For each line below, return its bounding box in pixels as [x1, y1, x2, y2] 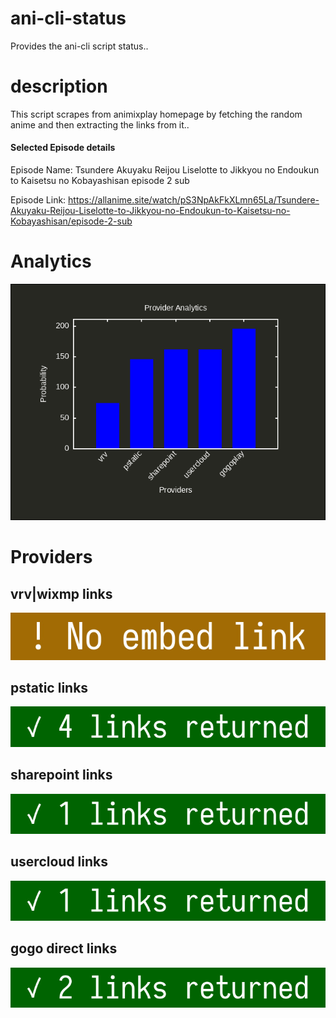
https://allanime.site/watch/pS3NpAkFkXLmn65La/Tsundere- [68, 194, 320, 206]
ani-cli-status [10, 7, 127, 30]
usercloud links [10, 853, 108, 871]
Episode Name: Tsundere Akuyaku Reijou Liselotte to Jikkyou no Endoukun [10, 164, 320, 176]
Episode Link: [10, 194, 67, 206]
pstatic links [10, 680, 89, 697]
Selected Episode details [10, 142, 116, 154]
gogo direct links [10, 940, 118, 957]
